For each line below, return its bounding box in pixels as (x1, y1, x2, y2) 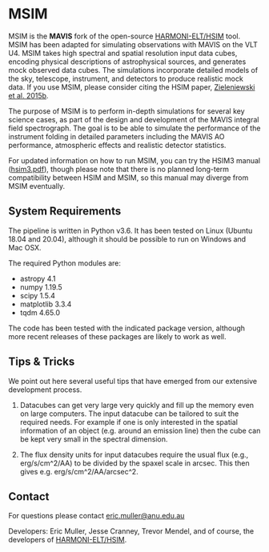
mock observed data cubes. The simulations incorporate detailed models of (8, 65, 259, 74)
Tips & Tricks (8, 355, 75, 369)
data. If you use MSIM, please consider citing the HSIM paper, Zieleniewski (8, 82, 255, 92)
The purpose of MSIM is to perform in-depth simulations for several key (8, 106, 246, 116)
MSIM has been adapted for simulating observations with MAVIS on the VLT (8, 39, 259, 49)
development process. (8, 385, 82, 394)
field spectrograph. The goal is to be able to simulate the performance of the (8, 123, 261, 133)
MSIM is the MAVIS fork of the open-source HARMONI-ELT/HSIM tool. (8, 31, 241, 41)
